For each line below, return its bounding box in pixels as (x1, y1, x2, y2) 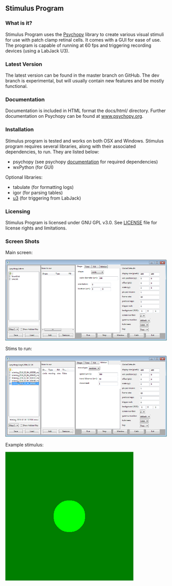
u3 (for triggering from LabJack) (12, 195, 81, 201)
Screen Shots (5, 238, 40, 245)
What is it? (5, 20, 32, 27)
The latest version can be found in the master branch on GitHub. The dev (5, 72, 160, 78)
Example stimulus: (5, 442, 44, 448)
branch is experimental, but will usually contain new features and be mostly (5, 77, 164, 84)
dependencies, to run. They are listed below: (5, 149, 100, 155)
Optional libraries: (5, 174, 42, 180)
